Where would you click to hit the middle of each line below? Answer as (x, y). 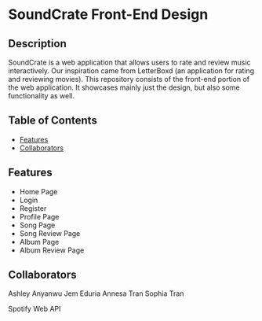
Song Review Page (50, 233)
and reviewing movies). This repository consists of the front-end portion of (129, 79)
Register (33, 208)
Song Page (37, 225)
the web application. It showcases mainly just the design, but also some (124, 87)
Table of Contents (53, 121)
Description (37, 44)
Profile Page (39, 216)
